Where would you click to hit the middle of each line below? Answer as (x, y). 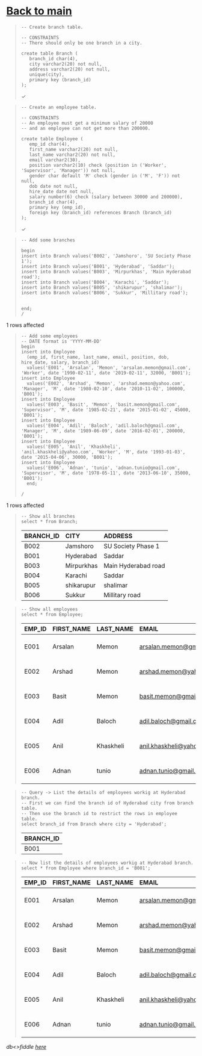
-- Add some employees (49, 336)
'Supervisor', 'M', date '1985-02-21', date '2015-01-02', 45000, (106, 410)
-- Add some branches (48, 240)
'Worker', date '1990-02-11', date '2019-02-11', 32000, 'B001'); (106, 373)
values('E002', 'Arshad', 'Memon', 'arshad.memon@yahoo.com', (106, 384)
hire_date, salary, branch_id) (60, 362)
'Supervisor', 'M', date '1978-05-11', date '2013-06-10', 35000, (106, 473)
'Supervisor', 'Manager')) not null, (68, 170)
